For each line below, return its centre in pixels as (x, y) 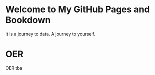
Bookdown (28, 20)
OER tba (14, 68)
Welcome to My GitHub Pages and (78, 9)
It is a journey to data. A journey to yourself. (50, 34)
